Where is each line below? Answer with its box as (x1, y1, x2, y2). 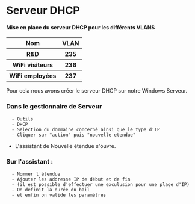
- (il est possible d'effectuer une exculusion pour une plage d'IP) (11, 181, 190, 187)
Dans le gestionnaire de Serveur (6, 102, 102, 111)
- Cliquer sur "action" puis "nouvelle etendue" (11, 132, 136, 138)
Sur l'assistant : (6, 157, 53, 165)
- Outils (11, 116, 34, 122)
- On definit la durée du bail (11, 187, 90, 193)
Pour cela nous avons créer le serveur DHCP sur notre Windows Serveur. (6, 87, 188, 94)
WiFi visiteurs (12, 61, 53, 69)
